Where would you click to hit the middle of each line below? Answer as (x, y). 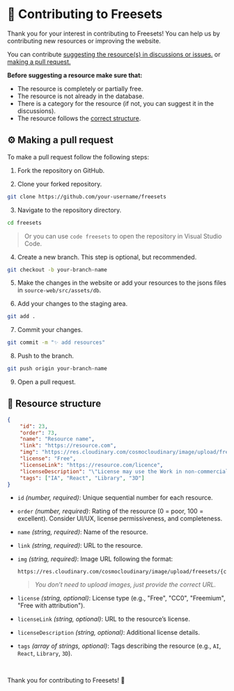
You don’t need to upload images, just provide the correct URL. (125, 585)
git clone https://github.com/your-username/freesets (87, 197)
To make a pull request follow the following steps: (78, 157)
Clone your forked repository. (60, 184)
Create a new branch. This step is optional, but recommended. (107, 257)
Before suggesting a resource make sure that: (75, 75)
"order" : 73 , (39, 433)
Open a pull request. (47, 382)
